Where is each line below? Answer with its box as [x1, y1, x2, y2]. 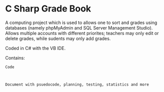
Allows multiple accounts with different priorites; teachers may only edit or [5, 30, 159, 36]
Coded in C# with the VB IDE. [5, 45, 66, 51]
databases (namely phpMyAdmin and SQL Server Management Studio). [5, 24, 153, 30]
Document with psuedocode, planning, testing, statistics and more [5, 82, 149, 87]
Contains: [5, 54, 25, 60]
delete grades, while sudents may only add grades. [5, 35, 111, 41]
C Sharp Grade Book [5, 3, 91, 14]
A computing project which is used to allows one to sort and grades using [5, 19, 157, 25]
